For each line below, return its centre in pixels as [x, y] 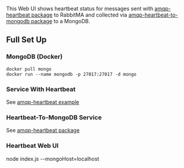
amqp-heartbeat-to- [153, 15]
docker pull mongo [29, 69]
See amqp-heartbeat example [43, 102]
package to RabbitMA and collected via [79, 15]
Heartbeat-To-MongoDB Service [54, 117]
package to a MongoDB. [60, 21]
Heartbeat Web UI [32, 146]
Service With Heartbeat [41, 89]
